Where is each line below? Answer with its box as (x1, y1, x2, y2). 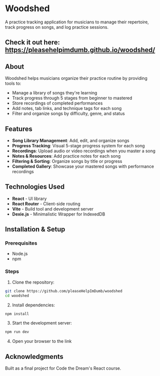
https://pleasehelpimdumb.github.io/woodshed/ (5, 46, 155, 54)
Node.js (12, 251, 28, 257)
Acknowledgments (5, 352, 64, 360)
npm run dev (5, 329, 29, 335)
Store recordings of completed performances (12, 100, 103, 106)
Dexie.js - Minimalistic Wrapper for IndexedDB (12, 211, 105, 217)
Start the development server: (12, 320, 72, 326)
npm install (5, 311, 29, 316)
